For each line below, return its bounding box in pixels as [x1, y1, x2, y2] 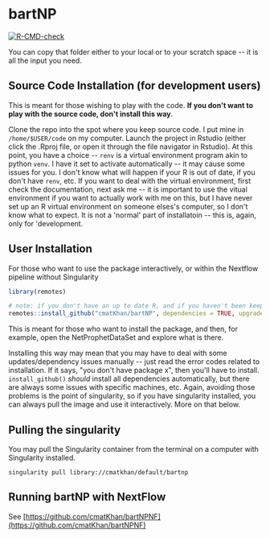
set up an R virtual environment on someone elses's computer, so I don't [8, 201, 248, 211]
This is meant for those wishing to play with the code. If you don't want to [8, 100, 254, 110]
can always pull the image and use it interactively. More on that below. [8, 399, 241, 409]
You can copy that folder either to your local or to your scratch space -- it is [8, 47, 259, 56]
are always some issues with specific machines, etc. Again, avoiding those [8, 383, 256, 392]
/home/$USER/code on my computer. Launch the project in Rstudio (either [8, 133, 247, 143]
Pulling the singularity [8, 423, 121, 437]
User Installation [8, 242, 92, 256]
